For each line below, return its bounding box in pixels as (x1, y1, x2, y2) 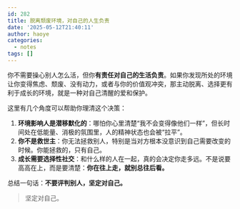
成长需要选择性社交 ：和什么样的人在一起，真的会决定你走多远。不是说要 (17, 154, 231, 163)
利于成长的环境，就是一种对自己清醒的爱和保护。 (7, 88, 151, 97)
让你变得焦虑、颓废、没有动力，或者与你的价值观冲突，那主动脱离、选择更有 (7, 79, 233, 88)
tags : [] (7, 51, 34, 58)
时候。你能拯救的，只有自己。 (17, 146, 106, 154)
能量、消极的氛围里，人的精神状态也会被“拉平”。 (42, 128, 187, 136)
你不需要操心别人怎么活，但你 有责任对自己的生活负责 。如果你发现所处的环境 (7, 71, 233, 79)
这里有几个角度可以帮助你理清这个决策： (7, 103, 126, 112)
